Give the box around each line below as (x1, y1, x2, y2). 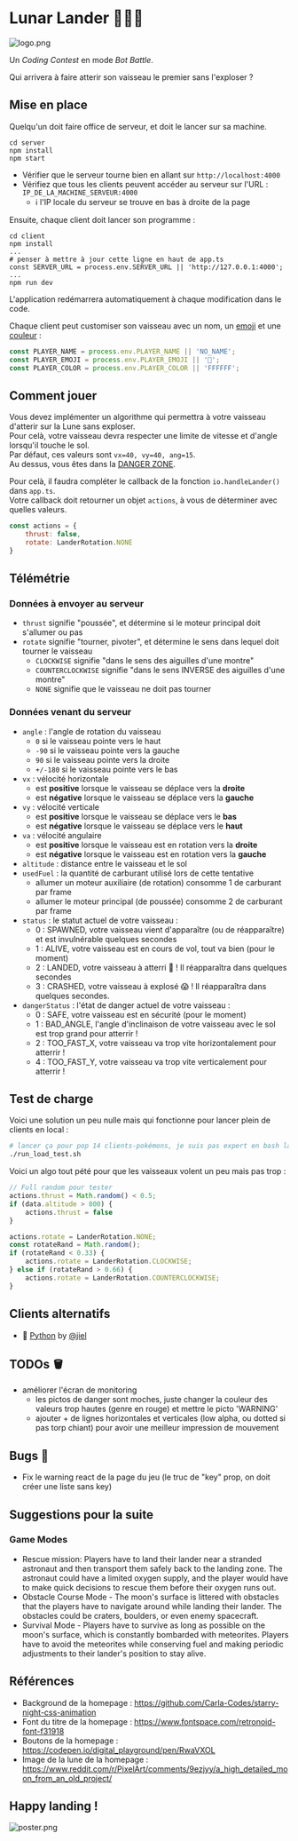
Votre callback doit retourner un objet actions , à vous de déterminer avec (9, 495, 278, 505)
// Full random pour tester (9, 1183, 114, 1193)
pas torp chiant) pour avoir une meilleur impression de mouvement (35, 1423, 279, 1433)
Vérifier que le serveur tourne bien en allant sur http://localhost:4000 (21, 169, 281, 180)
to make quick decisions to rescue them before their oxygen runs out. (21, 1582, 277, 1592)
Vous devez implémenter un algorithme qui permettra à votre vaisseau (9, 412, 266, 423)
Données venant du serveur (9, 706, 132, 718)
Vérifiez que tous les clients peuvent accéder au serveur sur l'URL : (21, 179, 269, 189)
